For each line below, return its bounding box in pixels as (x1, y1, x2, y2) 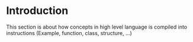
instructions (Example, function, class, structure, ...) (6, 29, 132, 36)
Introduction (6, 4, 69, 17)
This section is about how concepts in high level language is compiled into (6, 23, 188, 30)
